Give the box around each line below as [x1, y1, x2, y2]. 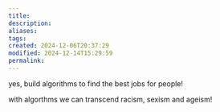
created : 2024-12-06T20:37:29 [8, 42, 110, 50]
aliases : [8, 27, 38, 35]
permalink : [8, 57, 45, 65]
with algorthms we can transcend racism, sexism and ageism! [8, 94, 213, 104]
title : [8, 11, 31, 20]
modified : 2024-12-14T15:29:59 [8, 49, 113, 57]
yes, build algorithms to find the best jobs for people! [8, 78, 183, 89]
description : [8, 19, 52, 27]
